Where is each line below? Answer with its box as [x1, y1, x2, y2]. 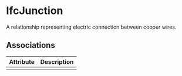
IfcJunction [6, 4, 63, 18]
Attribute [9, 57, 35, 65]
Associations [6, 40, 56, 50]
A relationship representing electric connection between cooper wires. [6, 23, 177, 30]
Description [40, 57, 74, 65]
